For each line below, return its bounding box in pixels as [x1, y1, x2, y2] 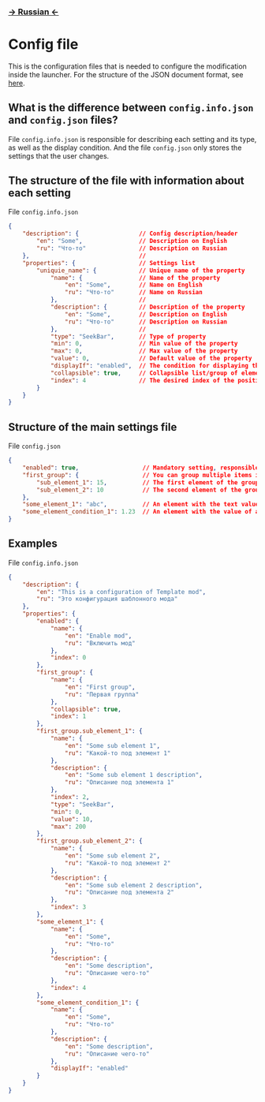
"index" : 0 [50, 654, 87, 662]
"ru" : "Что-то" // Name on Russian [64, 289, 203, 297]
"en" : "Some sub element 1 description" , [64, 771, 203, 779]
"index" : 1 [50, 712, 87, 720]
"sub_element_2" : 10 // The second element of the [36, 486, 242, 494]
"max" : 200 [50, 823, 87, 831]
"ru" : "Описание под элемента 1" [64, 779, 175, 786]
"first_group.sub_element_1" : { [36, 727, 144, 735]
